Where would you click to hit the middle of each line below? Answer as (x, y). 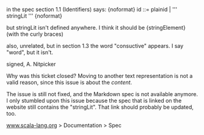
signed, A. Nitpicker (31, 64)
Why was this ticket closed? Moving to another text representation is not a (100, 76)
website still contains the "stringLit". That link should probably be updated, (100, 107)
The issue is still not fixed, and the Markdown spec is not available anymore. (102, 94)
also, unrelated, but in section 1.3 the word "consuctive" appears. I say (95, 46)
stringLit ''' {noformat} (34, 16)
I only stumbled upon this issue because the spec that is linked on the (94, 101)
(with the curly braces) (35, 34)
